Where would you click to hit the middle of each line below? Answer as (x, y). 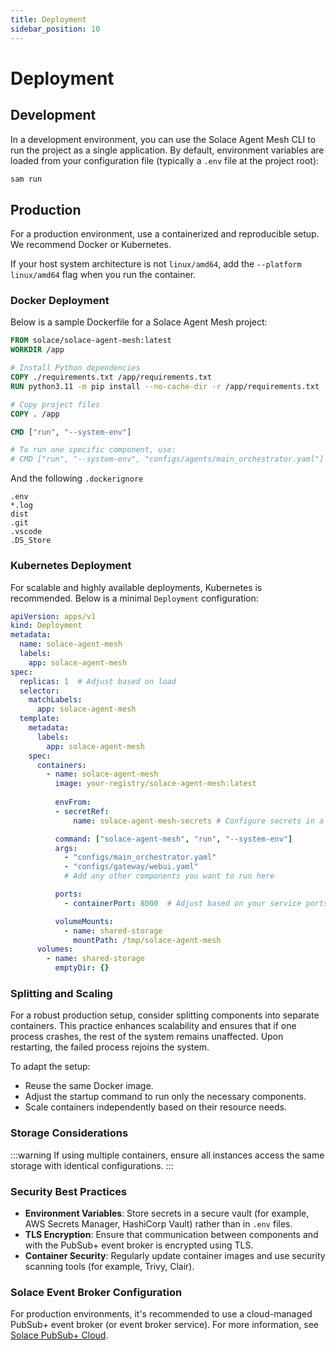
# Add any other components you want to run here (169, 876)
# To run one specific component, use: (93, 450)
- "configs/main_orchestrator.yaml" (140, 857)
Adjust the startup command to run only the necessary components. (165, 1097)
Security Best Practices (69, 1191)
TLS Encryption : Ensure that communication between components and (171, 1234)
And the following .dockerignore (77, 478)
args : (66, 848)
